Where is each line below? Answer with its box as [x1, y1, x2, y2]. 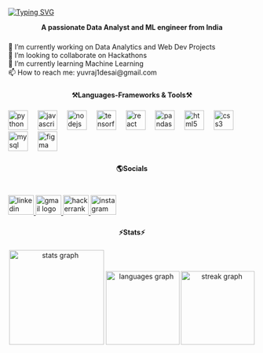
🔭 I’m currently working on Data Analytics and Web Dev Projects [8, 42, 216, 51]
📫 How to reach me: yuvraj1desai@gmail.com [8, 67, 157, 77]
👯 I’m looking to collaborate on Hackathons [8, 50, 148, 60]
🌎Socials [116, 163, 148, 173]
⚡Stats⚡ [119, 227, 145, 237]
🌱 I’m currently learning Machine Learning [8, 59, 144, 68]
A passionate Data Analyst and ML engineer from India [41, 23, 223, 31]
